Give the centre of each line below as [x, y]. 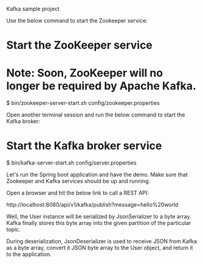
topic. [13, 230]
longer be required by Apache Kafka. [101, 86]
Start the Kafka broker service [84, 146]
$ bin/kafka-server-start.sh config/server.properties [71, 163]
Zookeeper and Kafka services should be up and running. [78, 181]
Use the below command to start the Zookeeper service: [77, 20]
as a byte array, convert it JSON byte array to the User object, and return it [100, 248]
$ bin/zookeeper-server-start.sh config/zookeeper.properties [83, 103]
